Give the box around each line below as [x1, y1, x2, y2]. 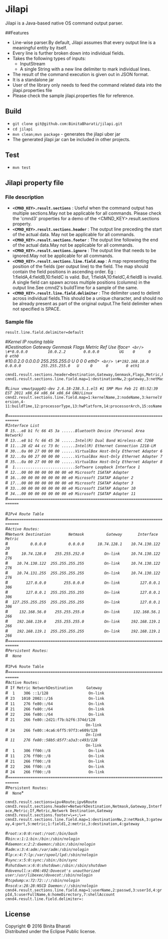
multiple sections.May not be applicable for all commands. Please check [12, 210, 161, 216]
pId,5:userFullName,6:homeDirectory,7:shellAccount [5, 892, 115, 897]
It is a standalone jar [12, 77, 54, 83]
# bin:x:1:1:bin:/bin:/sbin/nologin [5, 835, 80, 841]
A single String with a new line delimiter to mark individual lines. [19, 66, 151, 72]
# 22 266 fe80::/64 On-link [5, 711, 104, 717]
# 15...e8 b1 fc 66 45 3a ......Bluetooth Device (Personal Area [5, 427, 145, 433]
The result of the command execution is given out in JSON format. [12, 71, 149, 77]
